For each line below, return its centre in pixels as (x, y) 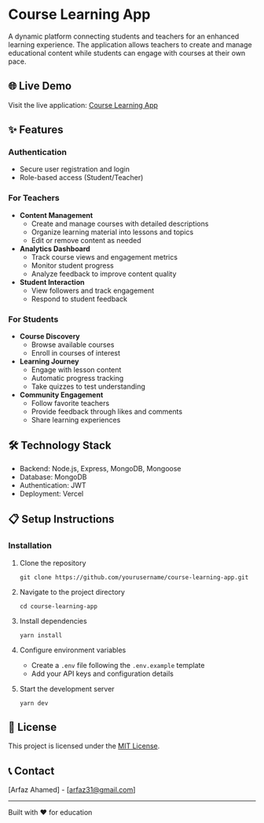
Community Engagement (61, 395)
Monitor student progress (72, 265)
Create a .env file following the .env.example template (118, 665)
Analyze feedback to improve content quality (104, 274)
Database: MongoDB (53, 477)
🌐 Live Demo (40, 86)
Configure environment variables (73, 650)
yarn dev (34, 703)
